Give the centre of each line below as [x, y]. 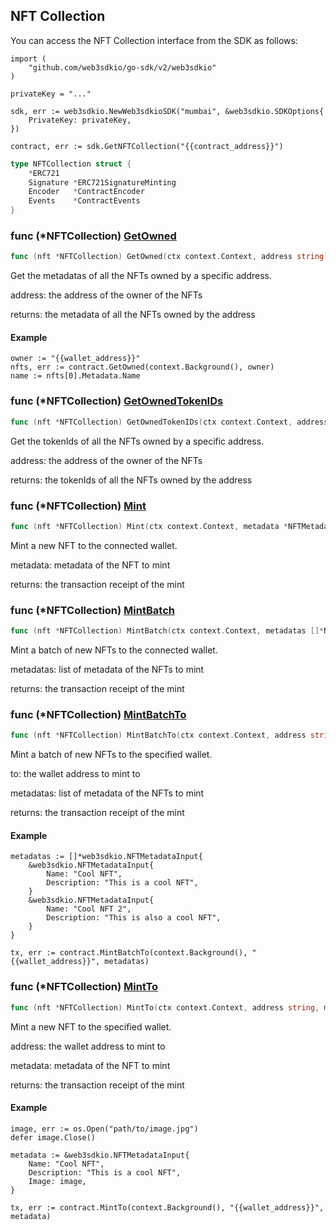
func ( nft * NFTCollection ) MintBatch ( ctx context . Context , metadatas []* [167, 631]
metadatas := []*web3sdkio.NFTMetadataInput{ [106, 857]
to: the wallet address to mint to [75, 774]
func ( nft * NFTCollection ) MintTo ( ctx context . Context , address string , [165, 1007]
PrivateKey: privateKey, [80, 120]
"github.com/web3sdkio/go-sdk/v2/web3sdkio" [122, 67]
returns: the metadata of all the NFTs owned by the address [133, 315]
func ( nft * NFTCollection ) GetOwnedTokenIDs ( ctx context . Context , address [169, 422]
